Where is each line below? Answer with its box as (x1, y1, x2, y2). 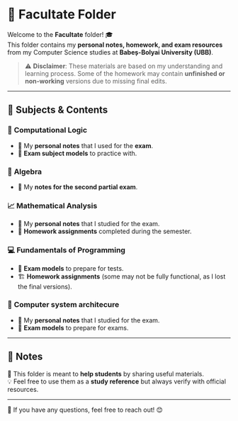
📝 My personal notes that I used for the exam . (17, 141, 154, 150)
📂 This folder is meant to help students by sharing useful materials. (7, 369, 204, 378)
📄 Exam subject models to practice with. (17, 149, 137, 157)
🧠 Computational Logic (7, 125, 87, 135)
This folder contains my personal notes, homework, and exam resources (7, 40, 223, 49)
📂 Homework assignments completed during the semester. (17, 227, 193, 236)
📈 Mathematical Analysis (7, 201, 98, 211)
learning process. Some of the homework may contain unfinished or (24, 69, 225, 77)
